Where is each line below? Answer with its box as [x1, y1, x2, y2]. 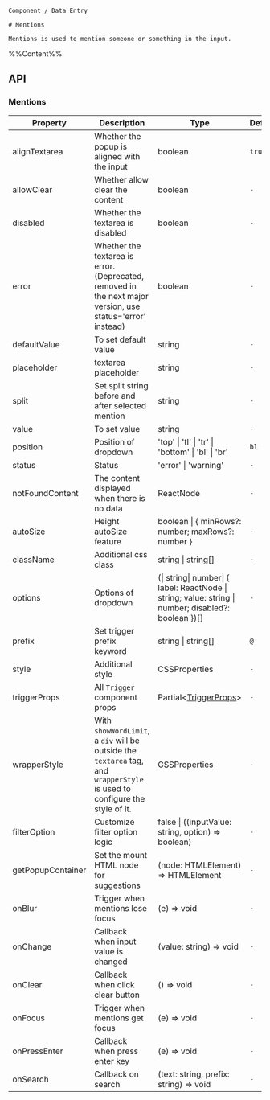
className [12, 554, 55, 565]
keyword [93, 645, 127, 656]
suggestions [93, 880, 141, 891]
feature [93, 536, 122, 547]
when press [93, 1045, 139, 1057]
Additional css [93, 548, 148, 560]
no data [93, 503, 123, 514]
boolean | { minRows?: [157, 515, 242, 527]
